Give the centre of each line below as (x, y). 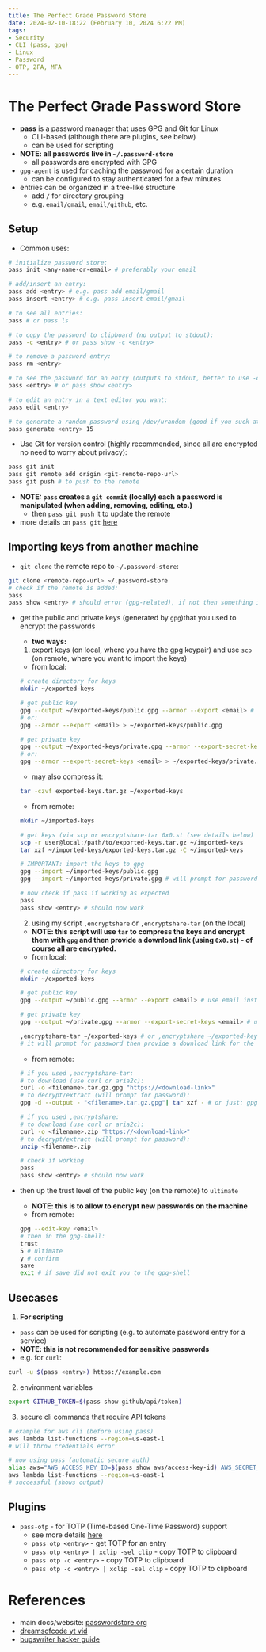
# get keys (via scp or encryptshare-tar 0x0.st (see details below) (137, 835)
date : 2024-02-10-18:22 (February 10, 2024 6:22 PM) (97, 23)
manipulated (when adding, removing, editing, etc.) (106, 505)
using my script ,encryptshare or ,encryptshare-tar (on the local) (139, 923)
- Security (26, 38)
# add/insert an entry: (47, 284)
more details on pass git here (68, 522)
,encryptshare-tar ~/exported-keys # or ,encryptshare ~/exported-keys (140, 1036)
